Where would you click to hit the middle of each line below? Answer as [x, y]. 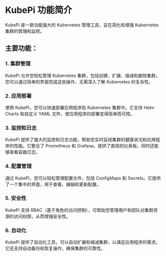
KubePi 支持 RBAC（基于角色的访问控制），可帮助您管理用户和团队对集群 [79, 210]
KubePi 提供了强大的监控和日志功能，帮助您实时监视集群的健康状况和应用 [81, 140]
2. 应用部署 [18, 96]
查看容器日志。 [25, 152]
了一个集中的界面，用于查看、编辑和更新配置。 [53, 184]
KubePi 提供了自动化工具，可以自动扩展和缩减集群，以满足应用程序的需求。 [83, 242]
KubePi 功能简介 [39, 10]
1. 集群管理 [18, 64]
